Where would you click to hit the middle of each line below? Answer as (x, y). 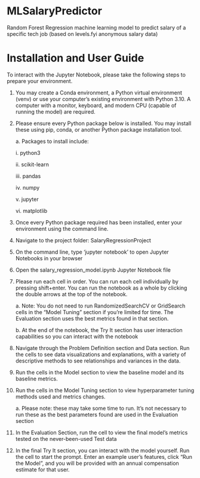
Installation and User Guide (76, 58)
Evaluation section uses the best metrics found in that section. (92, 318)
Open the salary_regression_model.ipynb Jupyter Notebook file (93, 270)
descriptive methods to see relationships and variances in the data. (98, 361)
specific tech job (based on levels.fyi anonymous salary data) (82, 34)
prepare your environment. (40, 81)
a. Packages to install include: (52, 141)
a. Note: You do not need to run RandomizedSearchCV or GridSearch (100, 306)
